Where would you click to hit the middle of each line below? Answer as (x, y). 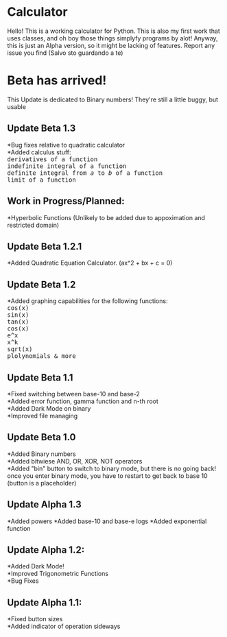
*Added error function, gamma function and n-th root (83, 401)
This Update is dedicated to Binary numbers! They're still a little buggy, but (112, 99)
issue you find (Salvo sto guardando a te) (65, 53)
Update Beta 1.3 (41, 129)
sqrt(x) (20, 349)
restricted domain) (33, 225)
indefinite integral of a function (67, 166)
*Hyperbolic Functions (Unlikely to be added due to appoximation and (106, 217)
